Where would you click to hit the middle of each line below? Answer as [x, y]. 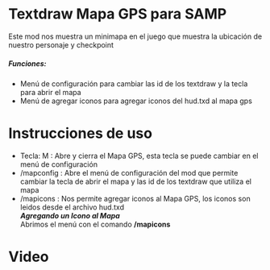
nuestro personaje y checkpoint [61, 44]
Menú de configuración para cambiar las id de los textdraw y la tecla [134, 83]
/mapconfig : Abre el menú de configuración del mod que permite [129, 172]
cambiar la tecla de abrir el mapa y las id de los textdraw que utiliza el [136, 181]
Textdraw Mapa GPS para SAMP [118, 14]
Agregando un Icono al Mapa [70, 215]
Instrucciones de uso [81, 133]
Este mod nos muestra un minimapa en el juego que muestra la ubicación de [135, 36]
